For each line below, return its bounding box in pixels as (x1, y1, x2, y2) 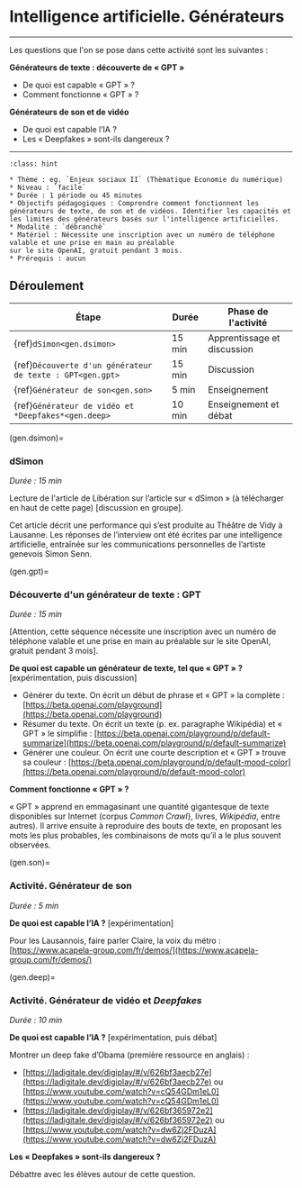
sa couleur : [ (22, 757, 72, 767)
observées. (9, 839, 51, 850)
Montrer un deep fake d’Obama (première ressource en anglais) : (9, 1049, 250, 1060)
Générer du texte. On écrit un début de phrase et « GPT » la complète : (22, 690, 285, 701)
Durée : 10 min (9, 1014, 63, 1025)
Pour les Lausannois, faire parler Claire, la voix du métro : (9, 935, 222, 946)
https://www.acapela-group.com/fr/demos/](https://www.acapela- (12, 944, 259, 956)
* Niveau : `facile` (9, 183, 87, 192)
